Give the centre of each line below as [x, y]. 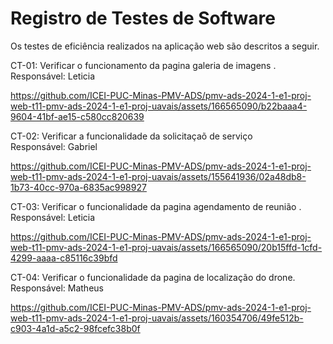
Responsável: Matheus [57, 288]
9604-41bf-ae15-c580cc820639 [77, 116]
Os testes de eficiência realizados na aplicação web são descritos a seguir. [165, 46]
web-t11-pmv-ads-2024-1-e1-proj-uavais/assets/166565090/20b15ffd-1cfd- [166, 247]
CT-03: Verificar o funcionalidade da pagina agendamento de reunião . [156, 206]
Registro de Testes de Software [143, 18]
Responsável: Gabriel [54, 146]
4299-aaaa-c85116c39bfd [64, 258]
